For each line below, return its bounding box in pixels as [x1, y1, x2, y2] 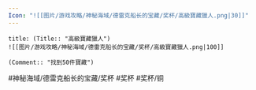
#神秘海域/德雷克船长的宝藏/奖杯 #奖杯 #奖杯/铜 [8, 73, 164, 83]
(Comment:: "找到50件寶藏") [8, 58, 95, 66]
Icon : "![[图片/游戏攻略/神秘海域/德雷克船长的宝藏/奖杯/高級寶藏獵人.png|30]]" [8, 11, 250, 20]
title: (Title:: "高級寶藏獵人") [8, 35, 111, 43]
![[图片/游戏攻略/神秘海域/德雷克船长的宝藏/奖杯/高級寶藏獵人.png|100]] [8, 43, 224, 51]
